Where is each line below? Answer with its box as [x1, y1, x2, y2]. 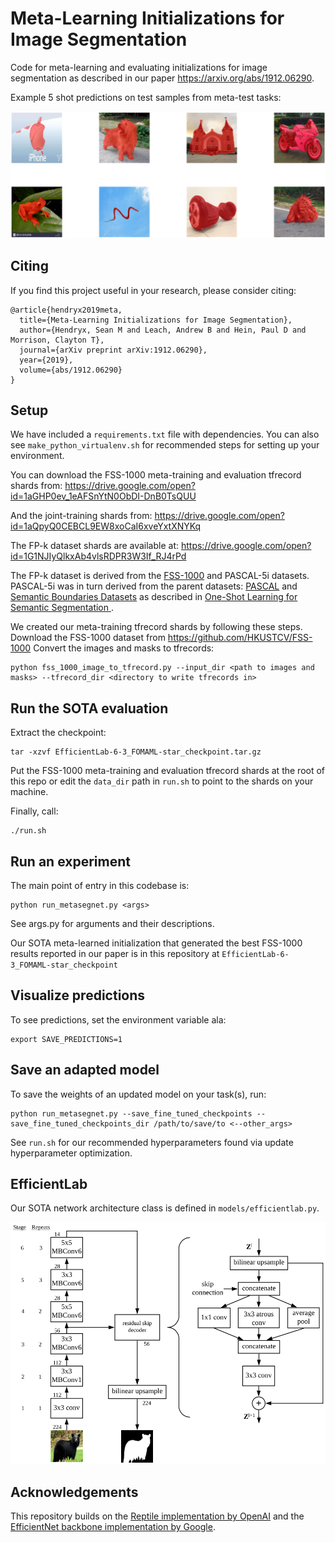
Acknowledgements [10, 1484, 139, 1501]
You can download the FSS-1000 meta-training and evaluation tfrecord [10, 469, 302, 481]
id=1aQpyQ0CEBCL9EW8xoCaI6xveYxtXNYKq [10, 520, 202, 532]
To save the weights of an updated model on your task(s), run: [10, 1088, 267, 1100]
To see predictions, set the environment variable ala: [10, 1013, 227, 1026]
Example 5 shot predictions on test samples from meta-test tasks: [10, 91, 282, 103]
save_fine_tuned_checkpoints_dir [10, 1118, 150, 1129]
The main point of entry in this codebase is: [10, 879, 190, 891]
